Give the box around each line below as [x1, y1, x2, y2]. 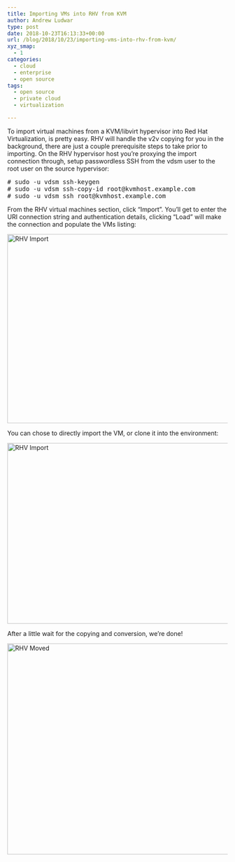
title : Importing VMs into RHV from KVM [7, 10, 127, 18]
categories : [7, 56, 42, 63]
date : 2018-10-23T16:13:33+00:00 [7, 29, 105, 37]
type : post [7, 23, 39, 30]
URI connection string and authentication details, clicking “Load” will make [7, 212, 222, 221]
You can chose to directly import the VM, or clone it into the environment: [7, 429, 219, 437]
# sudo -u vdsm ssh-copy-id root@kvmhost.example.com [7, 185, 196, 193]
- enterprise [13, 69, 52, 76]
